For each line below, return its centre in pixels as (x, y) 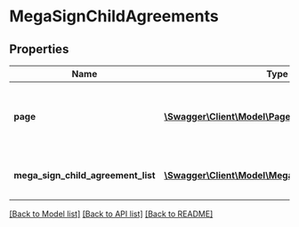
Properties (39, 49)
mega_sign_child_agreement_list (85, 175)
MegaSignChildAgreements (114, 16)
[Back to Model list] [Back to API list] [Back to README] (111, 214)
